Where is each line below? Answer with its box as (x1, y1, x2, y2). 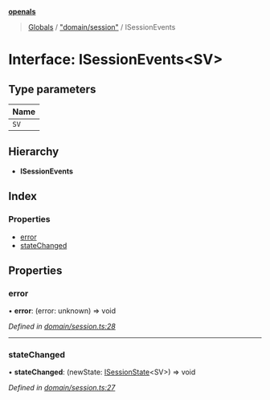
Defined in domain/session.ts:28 (8, 321, 117, 332)
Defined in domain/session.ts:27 (8, 383, 116, 393)
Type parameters (8, 82, 96, 96)
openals (8, 7, 36, 16)
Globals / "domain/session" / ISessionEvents (27, 22, 176, 31)
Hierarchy (8, 145, 59, 159)
